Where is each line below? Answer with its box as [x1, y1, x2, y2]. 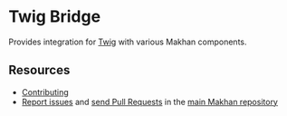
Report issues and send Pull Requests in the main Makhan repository [21, 96, 278, 107]
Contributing [21, 86, 69, 97]
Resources [8, 63, 71, 78]
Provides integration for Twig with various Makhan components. [8, 36, 247, 47]
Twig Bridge [8, 6, 101, 27]
